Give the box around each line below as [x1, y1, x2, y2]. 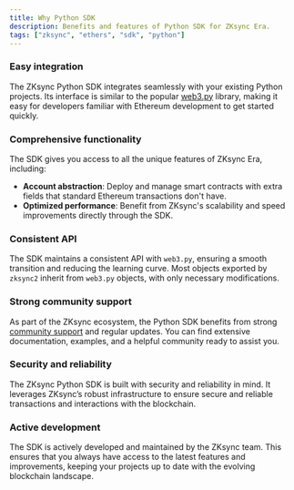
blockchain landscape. [9, 471, 94, 482]
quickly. [9, 110, 39, 121]
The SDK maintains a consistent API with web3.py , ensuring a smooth [9, 253, 267, 264]
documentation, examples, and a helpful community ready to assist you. [9, 335, 279, 346]
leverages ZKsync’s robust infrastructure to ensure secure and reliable [9, 388, 273, 399]
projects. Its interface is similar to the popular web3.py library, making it [9, 90, 278, 101]
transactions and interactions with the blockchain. [9, 398, 197, 409]
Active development [9, 421, 101, 434]
